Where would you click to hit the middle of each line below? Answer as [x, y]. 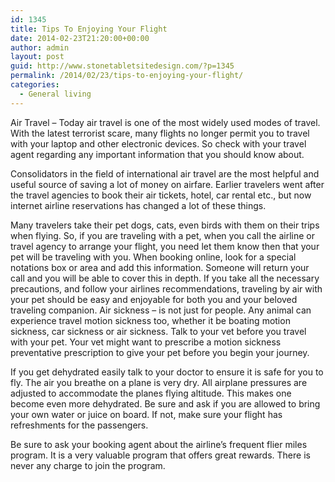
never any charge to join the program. [88, 465]
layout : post [37, 57]
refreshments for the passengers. [79, 425]
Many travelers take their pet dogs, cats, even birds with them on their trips [165, 225]
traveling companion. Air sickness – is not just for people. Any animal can [161, 310]
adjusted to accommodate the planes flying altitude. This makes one [151, 393]
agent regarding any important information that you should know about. [157, 154]
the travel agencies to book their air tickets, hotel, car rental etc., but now [161, 195]
